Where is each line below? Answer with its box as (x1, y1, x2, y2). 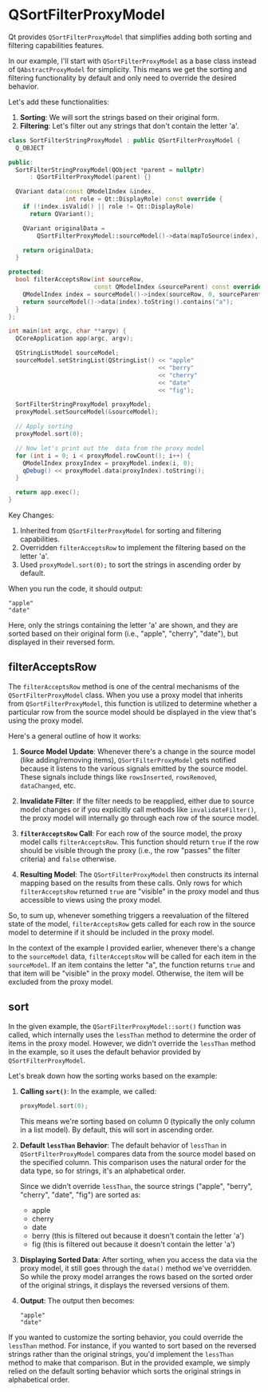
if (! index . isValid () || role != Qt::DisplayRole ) (22, 202, 195, 211)
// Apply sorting (15, 422, 73, 431)
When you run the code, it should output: (8, 584, 144, 593)
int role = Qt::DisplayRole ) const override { (65, 195, 223, 203)
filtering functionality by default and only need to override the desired (8, 73, 237, 82)
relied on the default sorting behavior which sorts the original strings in (8, 1366, 242, 1376)
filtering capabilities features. (8, 40, 104, 50)
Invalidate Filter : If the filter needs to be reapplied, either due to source (19, 796, 255, 805)
